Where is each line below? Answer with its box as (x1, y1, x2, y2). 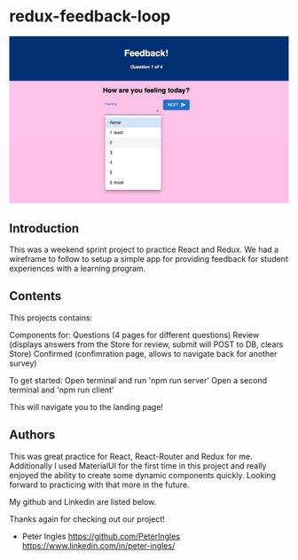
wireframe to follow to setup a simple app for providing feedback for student (9, 253, 288, 264)
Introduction (9, 220, 80, 236)
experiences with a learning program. (9, 263, 146, 273)
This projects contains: (9, 312, 93, 323)
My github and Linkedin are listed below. (9, 496, 157, 507)
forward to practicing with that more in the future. (9, 479, 190, 490)
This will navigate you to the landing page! (9, 401, 164, 412)
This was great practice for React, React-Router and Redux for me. (9, 451, 253, 461)
